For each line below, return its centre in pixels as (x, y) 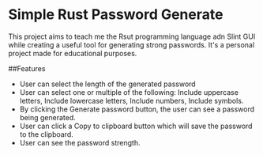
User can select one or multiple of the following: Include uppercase (129, 92)
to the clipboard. (46, 134)
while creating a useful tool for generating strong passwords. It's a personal (131, 44)
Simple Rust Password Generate (116, 15)
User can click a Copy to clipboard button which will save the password (136, 126)
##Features (27, 68)
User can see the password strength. (80, 142)
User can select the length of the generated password (107, 84)
